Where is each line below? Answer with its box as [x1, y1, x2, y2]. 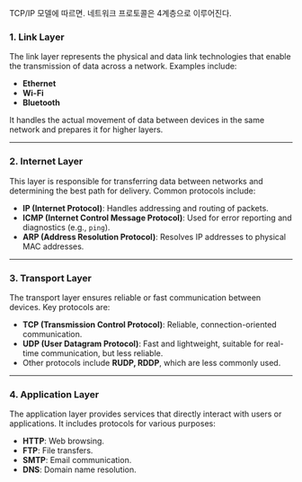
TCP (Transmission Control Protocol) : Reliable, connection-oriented [22, 318, 277, 330]
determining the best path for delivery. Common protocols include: [9, 185, 256, 196]
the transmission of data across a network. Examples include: [9, 61, 237, 72]
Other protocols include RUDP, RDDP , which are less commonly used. [22, 357, 281, 368]
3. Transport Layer [9, 272, 92, 284]
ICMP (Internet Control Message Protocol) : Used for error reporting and [22, 212, 292, 223]
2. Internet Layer [9, 156, 84, 168]
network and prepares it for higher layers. [9, 124, 164, 135]
